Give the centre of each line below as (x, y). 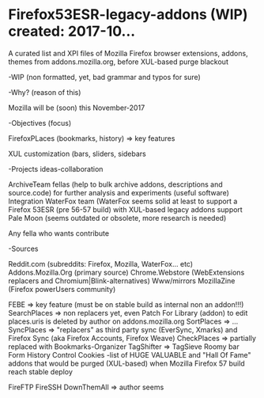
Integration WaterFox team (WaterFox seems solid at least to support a (123, 201)
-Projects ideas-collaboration (56, 169)
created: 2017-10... (72, 31)
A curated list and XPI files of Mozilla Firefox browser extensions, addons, (128, 53)
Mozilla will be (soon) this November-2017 (77, 108)
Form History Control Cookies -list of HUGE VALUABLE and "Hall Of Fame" (130, 354)
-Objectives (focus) (40, 123)
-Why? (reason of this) (45, 92)
